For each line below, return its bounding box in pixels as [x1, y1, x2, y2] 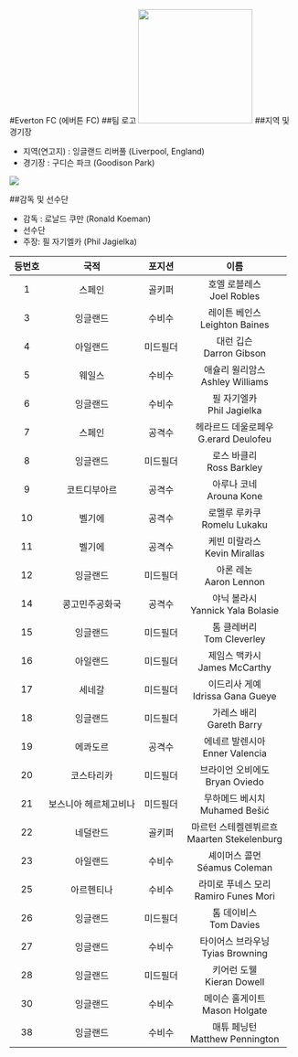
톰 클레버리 [211, 621, 258, 633]
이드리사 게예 [208, 678, 262, 690]
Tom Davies [208, 919, 261, 931]
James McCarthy [197, 661, 272, 674]
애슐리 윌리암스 [204, 364, 266, 376]
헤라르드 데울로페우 [195, 421, 274, 433]
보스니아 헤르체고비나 [48, 798, 135, 810]
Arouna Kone [207, 490, 263, 502]
